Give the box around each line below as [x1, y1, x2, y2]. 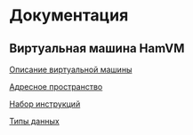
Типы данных [9, 116, 60, 126]
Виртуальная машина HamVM [9, 41, 185, 56]
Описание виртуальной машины [9, 64, 133, 75]
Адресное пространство [9, 82, 103, 91]
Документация [9, 5, 129, 26]
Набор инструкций [9, 99, 81, 109]
